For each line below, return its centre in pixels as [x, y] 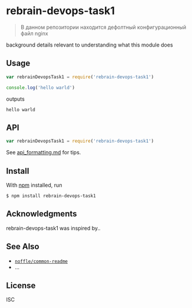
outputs [15, 99]
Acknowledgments [42, 214]
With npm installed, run [34, 185]
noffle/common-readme [41, 261]
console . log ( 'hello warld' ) [41, 87]
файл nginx [34, 33]
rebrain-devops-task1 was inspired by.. [54, 228]
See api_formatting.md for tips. [44, 153]
